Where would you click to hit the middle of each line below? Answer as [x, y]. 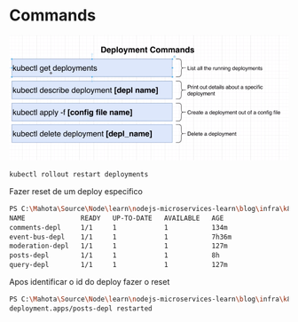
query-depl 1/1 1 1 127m [118, 265]
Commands [53, 16]
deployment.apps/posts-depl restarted [81, 308]
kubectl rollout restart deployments [79, 175]
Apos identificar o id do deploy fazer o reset [90, 282]
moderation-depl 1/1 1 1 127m [118, 246]
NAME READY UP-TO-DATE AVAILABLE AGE [117, 218]
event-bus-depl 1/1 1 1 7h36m [121, 237]
